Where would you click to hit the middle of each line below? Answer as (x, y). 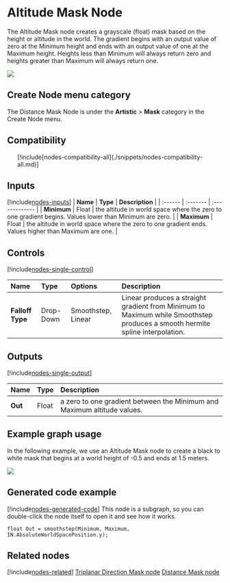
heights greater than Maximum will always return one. (83, 60)
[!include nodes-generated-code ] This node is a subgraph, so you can (105, 509)
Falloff (21, 311)
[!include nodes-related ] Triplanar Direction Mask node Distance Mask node (114, 572)
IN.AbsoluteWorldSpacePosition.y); (58, 535)
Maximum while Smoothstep (167, 315)
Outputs (25, 357)
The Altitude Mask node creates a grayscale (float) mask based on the (106, 32)
